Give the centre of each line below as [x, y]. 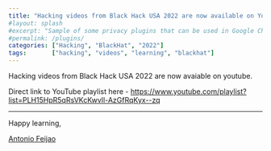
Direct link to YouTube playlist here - [69, 92]
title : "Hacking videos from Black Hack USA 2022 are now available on [131, 16]
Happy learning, [35, 123]
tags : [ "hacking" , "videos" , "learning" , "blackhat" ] [112, 53]
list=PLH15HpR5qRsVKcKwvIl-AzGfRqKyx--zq [84, 100]
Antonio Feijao [32, 139]
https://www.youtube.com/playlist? [189, 92]
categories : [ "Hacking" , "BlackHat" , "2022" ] [86, 46]
